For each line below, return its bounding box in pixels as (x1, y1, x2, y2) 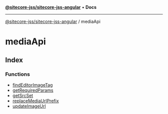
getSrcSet (12, 92, 33, 99)
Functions (5, 71, 30, 78)
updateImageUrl (12, 103, 46, 109)
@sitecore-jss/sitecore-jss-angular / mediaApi (5, 18, 101, 24)
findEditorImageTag (12, 82, 53, 88)
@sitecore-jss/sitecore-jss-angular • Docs (5, 4, 96, 10)
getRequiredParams (12, 87, 53, 93)
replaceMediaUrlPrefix (12, 98, 59, 104)
